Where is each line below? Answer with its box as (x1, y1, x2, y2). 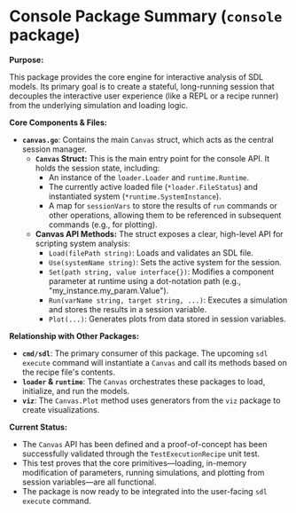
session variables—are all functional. (21, 477, 157, 487)
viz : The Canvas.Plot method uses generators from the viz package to (21, 395, 281, 406)
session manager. (21, 144, 87, 154)
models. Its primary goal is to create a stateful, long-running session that (9, 81, 275, 91)
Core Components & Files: (9, 117, 108, 128)
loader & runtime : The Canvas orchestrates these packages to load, (21, 375, 266, 387)
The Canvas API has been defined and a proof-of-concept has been (21, 438, 268, 449)
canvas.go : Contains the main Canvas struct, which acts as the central (21, 134, 274, 145)
